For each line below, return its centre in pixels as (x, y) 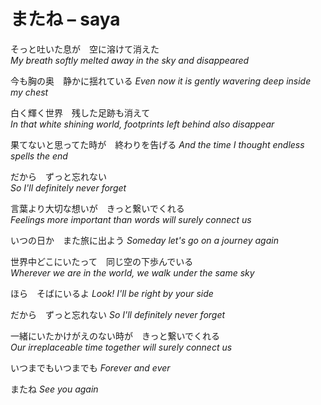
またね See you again (54, 389)
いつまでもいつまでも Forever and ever (90, 367)
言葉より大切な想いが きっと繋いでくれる (97, 208)
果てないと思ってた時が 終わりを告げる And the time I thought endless (157, 144)
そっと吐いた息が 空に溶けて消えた (85, 49)
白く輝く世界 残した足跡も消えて (80, 112)
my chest (29, 92)
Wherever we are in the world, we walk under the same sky (132, 272)
